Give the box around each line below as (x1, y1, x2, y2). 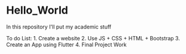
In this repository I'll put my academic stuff (6, 23, 112, 30)
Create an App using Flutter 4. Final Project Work (6, 41, 127, 48)
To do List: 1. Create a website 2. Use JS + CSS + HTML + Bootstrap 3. (6, 34, 181, 42)
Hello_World (6, 4, 69, 17)
